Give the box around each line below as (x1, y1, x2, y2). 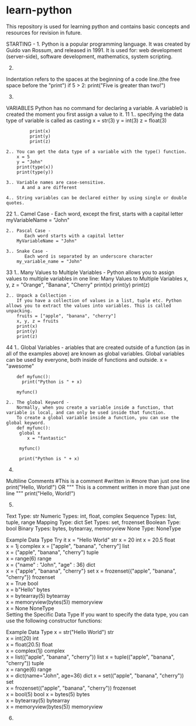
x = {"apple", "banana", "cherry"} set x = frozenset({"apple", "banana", (6, 567, 177, 574)
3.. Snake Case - (6, 248, 49, 254)
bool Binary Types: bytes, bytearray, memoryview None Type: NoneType (6, 525, 181, 532)
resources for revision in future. (6, 29, 82, 36)
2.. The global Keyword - (6, 399, 69, 405)
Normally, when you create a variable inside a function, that (16, 405, 174, 410)
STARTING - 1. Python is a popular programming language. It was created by (6, 40, 191, 47)
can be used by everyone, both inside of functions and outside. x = (6, 356, 168, 363)
